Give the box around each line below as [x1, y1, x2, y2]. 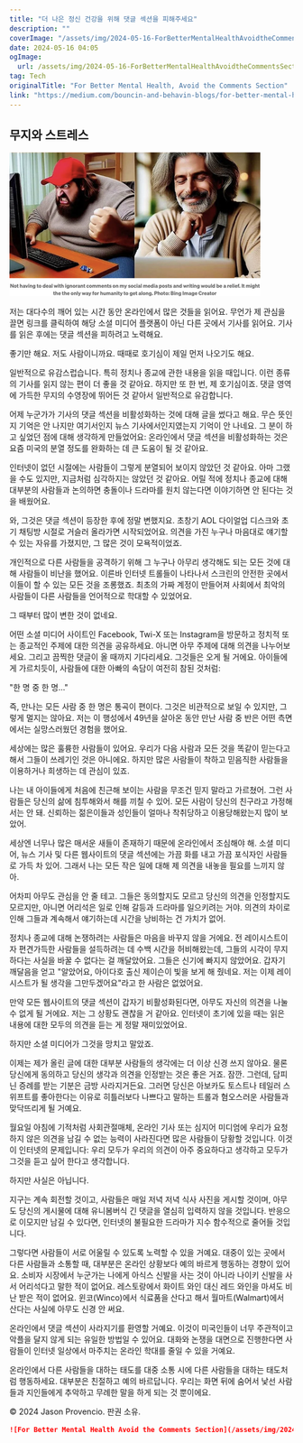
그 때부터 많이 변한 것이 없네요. [9, 610, 118, 621]
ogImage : [9, 52, 42, 62]
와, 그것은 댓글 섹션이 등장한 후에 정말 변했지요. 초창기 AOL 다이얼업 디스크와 [9, 515, 280, 526]
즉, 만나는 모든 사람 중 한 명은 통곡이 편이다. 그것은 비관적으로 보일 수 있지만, [9, 701, 278, 712]
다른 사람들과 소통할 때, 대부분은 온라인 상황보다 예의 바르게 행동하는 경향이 [9, 1259, 274, 1270]
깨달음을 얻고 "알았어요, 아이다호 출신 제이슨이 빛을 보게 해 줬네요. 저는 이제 [9, 967, 275, 977]
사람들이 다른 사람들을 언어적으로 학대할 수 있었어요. [9, 591, 192, 602]
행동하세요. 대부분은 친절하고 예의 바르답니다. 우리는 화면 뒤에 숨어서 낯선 [18, 1376, 277, 1387]
